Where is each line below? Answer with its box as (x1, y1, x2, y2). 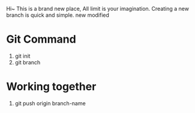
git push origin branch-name (14, 99, 86, 107)
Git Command (6, 32, 76, 46)
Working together (6, 80, 97, 94)
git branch (14, 58, 41, 66)
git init (14, 52, 31, 60)
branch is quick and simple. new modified (6, 11, 110, 19)
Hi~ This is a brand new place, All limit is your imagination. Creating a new (6, 5, 189, 12)
